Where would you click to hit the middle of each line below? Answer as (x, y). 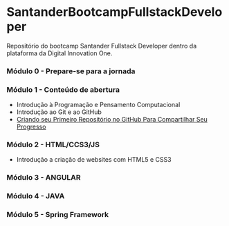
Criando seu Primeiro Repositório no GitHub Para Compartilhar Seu (112, 120)
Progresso (31, 127)
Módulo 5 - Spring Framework (58, 215)
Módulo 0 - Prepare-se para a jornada (71, 71)
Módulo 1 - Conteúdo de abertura (63, 89)
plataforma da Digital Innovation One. (59, 53)
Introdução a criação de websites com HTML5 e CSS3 (94, 160)
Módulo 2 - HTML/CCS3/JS (53, 144)
